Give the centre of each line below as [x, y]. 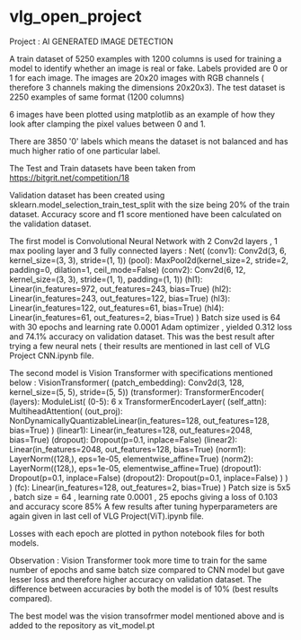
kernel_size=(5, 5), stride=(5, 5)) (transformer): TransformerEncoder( [137, 391]
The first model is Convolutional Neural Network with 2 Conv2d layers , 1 [144, 241]
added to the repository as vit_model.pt [82, 625]
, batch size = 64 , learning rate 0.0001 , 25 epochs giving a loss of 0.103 [144, 496]
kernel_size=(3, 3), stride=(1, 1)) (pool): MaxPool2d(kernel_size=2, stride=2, [149, 260]
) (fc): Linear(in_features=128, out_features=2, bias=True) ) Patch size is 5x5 [150, 487]
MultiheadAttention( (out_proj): [66, 411]
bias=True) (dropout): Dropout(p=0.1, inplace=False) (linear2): [124, 439]
